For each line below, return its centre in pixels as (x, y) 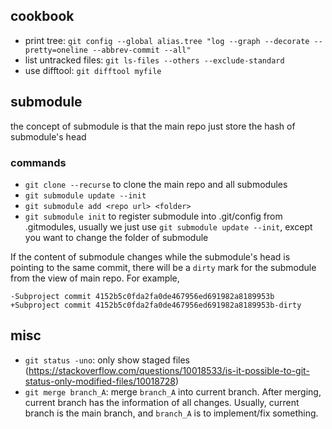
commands (38, 162)
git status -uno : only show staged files (107, 360)
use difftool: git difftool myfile (93, 70)
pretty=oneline (56, 50)
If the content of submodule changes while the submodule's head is (150, 256)
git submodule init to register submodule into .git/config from (153, 216)
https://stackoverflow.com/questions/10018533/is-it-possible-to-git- (169, 370)
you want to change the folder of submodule (116, 237)
